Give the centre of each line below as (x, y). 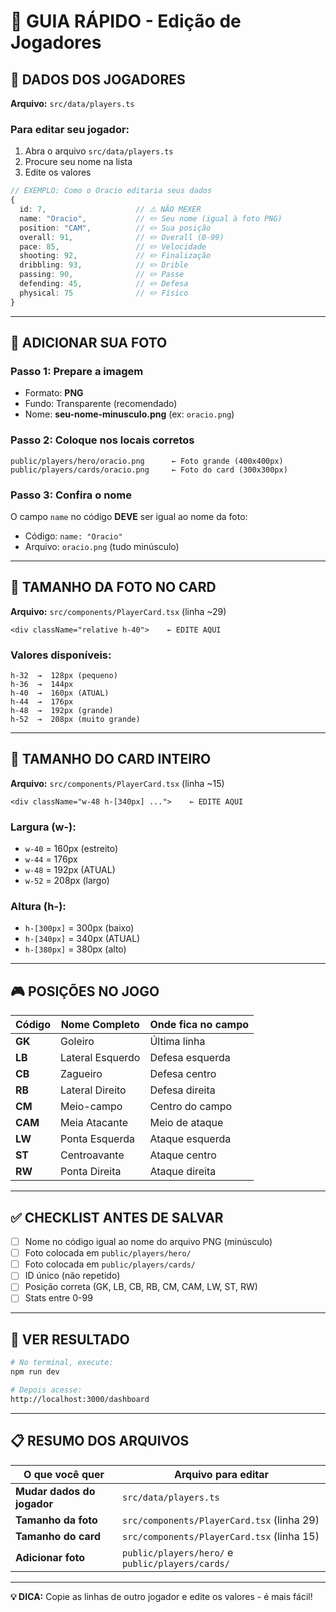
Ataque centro (183, 1155)
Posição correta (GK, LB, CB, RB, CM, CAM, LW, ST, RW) (141, 1287)
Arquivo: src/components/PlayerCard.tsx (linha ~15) (117, 783)
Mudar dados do (55, 1491)
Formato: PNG (54, 393)
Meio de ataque (186, 1123)
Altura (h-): (38, 907)
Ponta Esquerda (97, 1139)
